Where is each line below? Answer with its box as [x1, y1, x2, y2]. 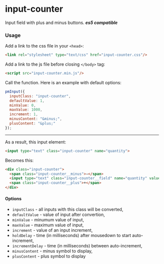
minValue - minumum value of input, [12, 217, 84, 223]
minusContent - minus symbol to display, [12, 248, 93, 254]
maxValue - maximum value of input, [12, 222, 84, 228]
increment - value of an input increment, [12, 227, 93, 233]
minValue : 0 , [9, 103, 36, 108]
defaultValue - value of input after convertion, [12, 212, 105, 217]
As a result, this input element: [5, 139, 66, 145]
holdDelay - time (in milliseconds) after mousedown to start [12, 233, 131, 239]
